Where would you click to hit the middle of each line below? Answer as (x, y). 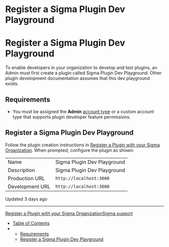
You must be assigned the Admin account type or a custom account (83, 111)
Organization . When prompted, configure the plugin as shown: (70, 150)
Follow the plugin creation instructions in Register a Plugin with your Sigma (82, 145)
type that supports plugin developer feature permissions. (71, 117)
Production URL (26, 178)
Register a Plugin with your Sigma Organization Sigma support (69, 213)
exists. (12, 84)
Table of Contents (31, 223)
